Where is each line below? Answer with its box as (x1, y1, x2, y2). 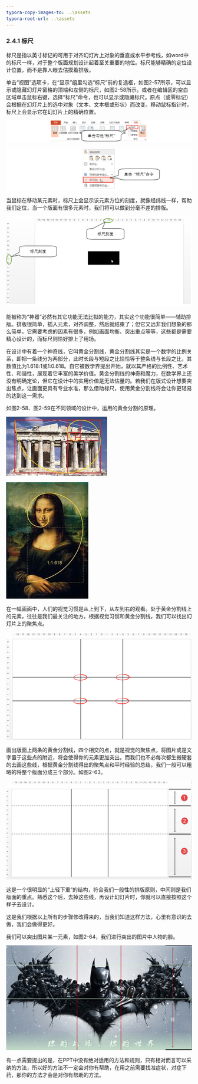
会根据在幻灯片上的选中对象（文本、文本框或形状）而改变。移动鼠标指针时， (6, 101, 192, 108)
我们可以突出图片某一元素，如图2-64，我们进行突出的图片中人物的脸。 (6, 933, 179, 940)
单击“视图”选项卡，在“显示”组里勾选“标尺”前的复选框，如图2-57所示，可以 (6, 78, 187, 85)
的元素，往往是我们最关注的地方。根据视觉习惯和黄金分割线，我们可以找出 (6, 613, 187, 620)
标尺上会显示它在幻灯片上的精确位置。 (6, 108, 99, 115)
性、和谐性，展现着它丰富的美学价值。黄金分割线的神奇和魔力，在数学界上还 (6, 370, 192, 377)
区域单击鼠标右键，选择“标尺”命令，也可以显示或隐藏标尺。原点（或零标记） (6, 93, 192, 100)
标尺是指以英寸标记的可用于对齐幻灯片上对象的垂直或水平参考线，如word (6, 51, 184, 58)
